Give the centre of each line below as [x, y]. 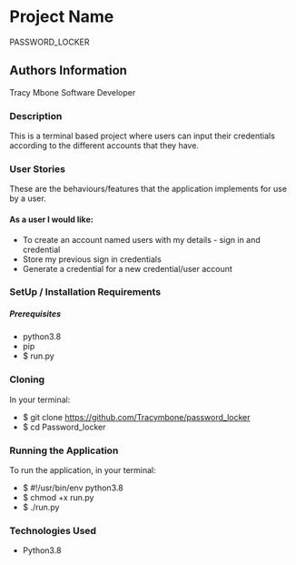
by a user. [28, 198]
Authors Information [68, 71]
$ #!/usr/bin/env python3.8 [73, 488]
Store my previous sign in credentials [92, 259]
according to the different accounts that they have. [104, 146]
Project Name [62, 17]
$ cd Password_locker [64, 427]
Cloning [27, 379]
